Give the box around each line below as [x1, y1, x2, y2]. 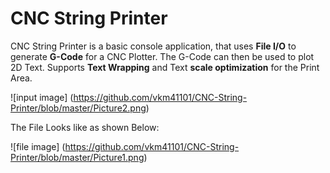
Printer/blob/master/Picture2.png [10, 102, 147, 114]
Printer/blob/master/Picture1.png [10, 151, 145, 163]
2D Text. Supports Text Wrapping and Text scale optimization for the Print [10, 61, 320, 73]
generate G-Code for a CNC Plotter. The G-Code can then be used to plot [10, 50, 315, 62]
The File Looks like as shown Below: [10, 121, 160, 133]
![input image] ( [10, 91, 74, 103]
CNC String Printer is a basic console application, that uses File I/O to [10, 40, 297, 52]
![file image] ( [10, 140, 66, 152]
